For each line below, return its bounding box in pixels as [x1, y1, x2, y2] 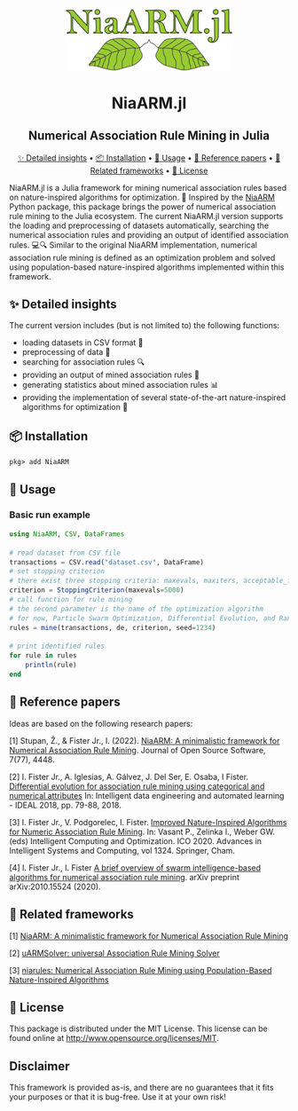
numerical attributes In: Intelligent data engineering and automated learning [9, 790, 285, 800]
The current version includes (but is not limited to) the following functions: [9, 320, 280, 331]
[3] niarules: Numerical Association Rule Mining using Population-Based [9, 965, 272, 975]
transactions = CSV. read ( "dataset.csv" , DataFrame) [9, 557, 204, 567]
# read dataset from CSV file [9, 548, 122, 557]
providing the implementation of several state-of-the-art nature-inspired [21, 392, 286, 403]
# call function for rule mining [9, 595, 133, 604]
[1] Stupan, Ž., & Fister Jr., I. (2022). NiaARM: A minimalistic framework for [9, 735, 280, 745]
